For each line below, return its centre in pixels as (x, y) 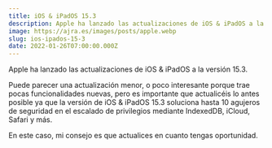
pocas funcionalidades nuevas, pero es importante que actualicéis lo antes (134, 94)
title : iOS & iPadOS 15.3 (52, 16)
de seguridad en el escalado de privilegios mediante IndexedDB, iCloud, (129, 111)
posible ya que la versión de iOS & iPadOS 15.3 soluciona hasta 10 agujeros (134, 102)
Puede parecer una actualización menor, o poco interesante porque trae (129, 85)
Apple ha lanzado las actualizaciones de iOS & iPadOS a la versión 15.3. (128, 69)
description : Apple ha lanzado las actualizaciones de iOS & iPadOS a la (136, 24)
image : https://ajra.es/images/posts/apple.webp (92, 31)
